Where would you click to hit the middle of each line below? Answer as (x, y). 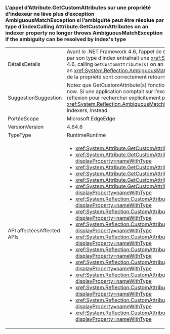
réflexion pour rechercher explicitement (114, 98)
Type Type (19, 135)
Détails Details (24, 64)
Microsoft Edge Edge (91, 119)
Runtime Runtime (86, 135)
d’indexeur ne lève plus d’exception (50, 14)
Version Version (26, 127)
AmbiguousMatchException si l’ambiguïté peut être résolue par (85, 20)
